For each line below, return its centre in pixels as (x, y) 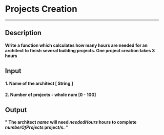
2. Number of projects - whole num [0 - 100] (51, 95)
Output (16, 110)
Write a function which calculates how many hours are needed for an (76, 45)
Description (23, 33)
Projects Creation (41, 9)
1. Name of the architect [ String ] (39, 83)
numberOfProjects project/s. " (37, 127)
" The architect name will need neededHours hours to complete (71, 122)
